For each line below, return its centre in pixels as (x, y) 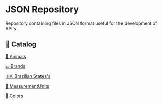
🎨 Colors (14, 96)
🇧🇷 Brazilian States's (28, 76)
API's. (11, 28)
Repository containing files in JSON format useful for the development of (81, 23)
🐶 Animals (16, 56)
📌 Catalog (21, 44)
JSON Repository (42, 9)
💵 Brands (15, 66)
